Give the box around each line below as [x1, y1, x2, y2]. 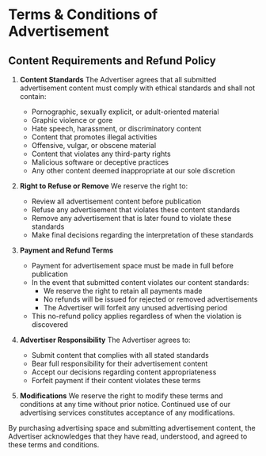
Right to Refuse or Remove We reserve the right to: [19, 181, 188, 191]
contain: [19, 92, 47, 101]
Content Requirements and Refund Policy [8, 54, 216, 67]
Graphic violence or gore [31, 116, 113, 124]
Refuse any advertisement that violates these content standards [31, 205, 240, 215]
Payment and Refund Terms [19, 245, 113, 255]
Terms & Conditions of [8, 6, 158, 24]
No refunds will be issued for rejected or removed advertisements [43, 294, 258, 304]
